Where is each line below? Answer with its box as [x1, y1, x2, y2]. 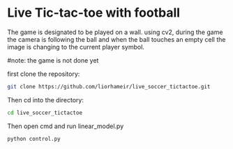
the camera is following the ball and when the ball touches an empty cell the [7, 35, 226, 43]
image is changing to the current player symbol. [7, 42, 145, 51]
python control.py [7, 135, 61, 142]
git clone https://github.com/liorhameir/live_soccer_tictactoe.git [7, 83, 211, 90]
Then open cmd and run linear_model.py [7, 122, 124, 130]
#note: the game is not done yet [7, 56, 99, 64]
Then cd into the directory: [7, 95, 84, 104]
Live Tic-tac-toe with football [7, 5, 180, 21]
